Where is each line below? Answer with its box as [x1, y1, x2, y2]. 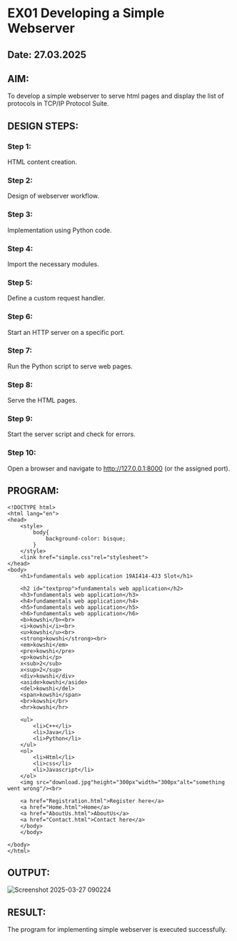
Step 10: [7, 448, 37, 458]
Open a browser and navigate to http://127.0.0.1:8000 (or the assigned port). [7, 464, 231, 473]
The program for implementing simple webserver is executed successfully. [7, 925, 227, 934]
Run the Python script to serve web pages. [7, 362, 133, 371]
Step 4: [7, 243, 34, 253]
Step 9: [7, 414, 34, 424]
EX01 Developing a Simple [7, 5, 165, 21]
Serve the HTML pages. [7, 396, 77, 405]
